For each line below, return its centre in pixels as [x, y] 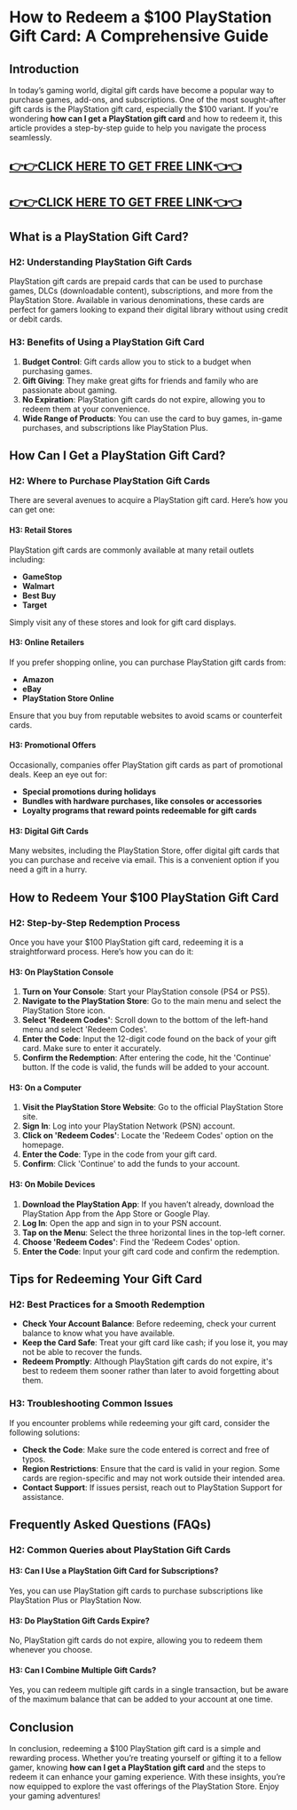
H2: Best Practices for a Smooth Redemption [107, 1304]
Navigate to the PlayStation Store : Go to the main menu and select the [152, 1001]
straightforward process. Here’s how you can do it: [102, 951]
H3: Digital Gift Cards [49, 831]
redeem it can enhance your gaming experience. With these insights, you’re [147, 1777]
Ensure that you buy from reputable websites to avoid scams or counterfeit [146, 715]
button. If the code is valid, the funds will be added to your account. [146, 1067]
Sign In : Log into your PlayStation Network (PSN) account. [129, 1126]
